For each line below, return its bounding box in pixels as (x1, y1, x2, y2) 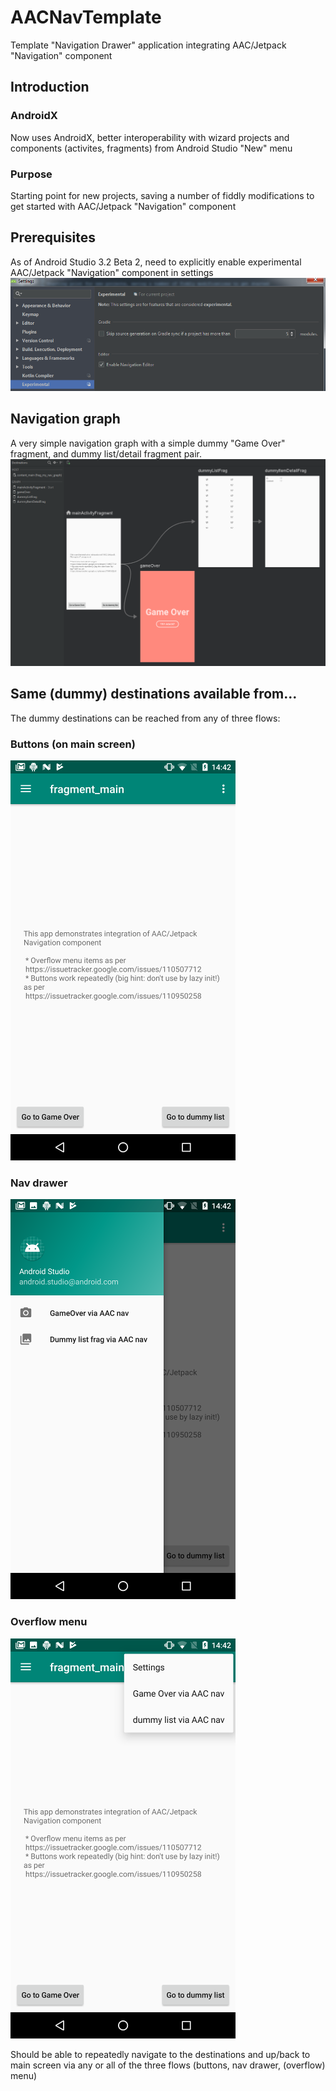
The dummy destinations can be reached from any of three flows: (10, 712, 281, 724)
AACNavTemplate (10, 6, 162, 29)
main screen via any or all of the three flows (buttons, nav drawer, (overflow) (10, 2059, 326, 2071)
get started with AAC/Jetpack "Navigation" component (10, 200, 237, 212)
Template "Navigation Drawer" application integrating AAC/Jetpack (10, 39, 287, 51)
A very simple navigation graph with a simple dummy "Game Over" (10, 437, 286, 449)
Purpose (10, 167, 53, 181)
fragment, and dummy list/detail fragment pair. (10, 447, 203, 460)
